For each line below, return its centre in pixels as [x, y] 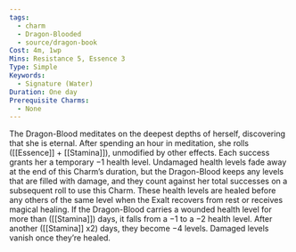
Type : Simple [33, 68]
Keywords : [28, 76]
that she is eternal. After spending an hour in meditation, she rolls [129, 143]
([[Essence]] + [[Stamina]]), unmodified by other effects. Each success [140, 153]
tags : [19, 17]
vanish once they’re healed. [60, 238]
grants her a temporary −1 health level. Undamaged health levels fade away [148, 162]
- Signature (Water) [55, 84]
